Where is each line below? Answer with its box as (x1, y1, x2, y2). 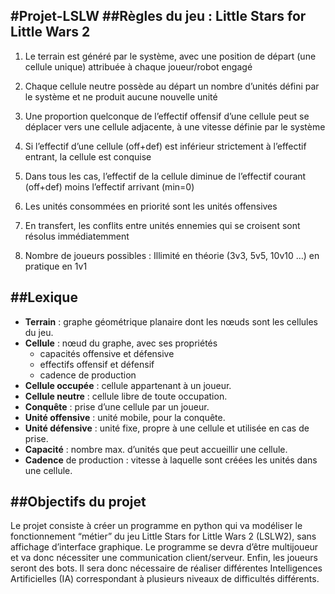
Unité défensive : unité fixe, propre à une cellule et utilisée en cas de (24, 422, 310, 434)
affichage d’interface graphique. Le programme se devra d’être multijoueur (10, 541, 319, 553)
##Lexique (10, 289, 78, 306)
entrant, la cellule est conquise (24, 150, 152, 163)
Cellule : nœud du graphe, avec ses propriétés (24, 337, 218, 349)
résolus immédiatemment (24, 230, 130, 242)
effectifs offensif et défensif (39, 358, 155, 370)
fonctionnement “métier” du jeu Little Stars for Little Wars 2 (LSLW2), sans (10, 530, 317, 543)
